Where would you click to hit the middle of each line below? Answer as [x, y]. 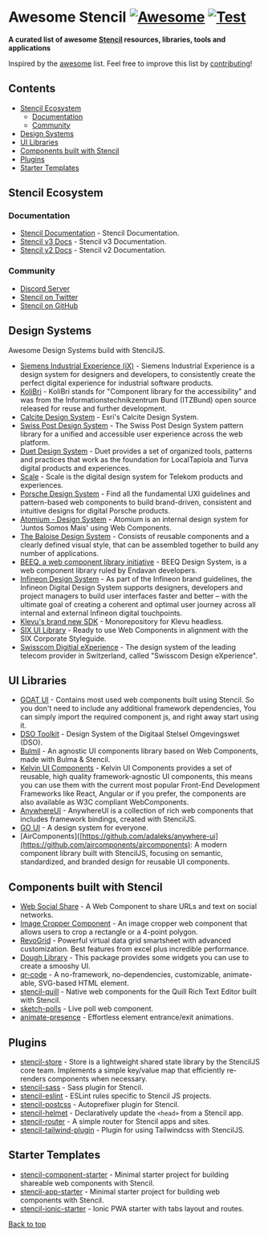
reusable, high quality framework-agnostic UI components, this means [136, 777]
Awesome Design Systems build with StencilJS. [87, 350]
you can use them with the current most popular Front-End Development [140, 785]
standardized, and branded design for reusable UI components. [125, 862]
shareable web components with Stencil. [87, 1182]
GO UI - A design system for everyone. [84, 828]
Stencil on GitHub [49, 306]
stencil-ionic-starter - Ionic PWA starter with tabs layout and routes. [132, 1208]
